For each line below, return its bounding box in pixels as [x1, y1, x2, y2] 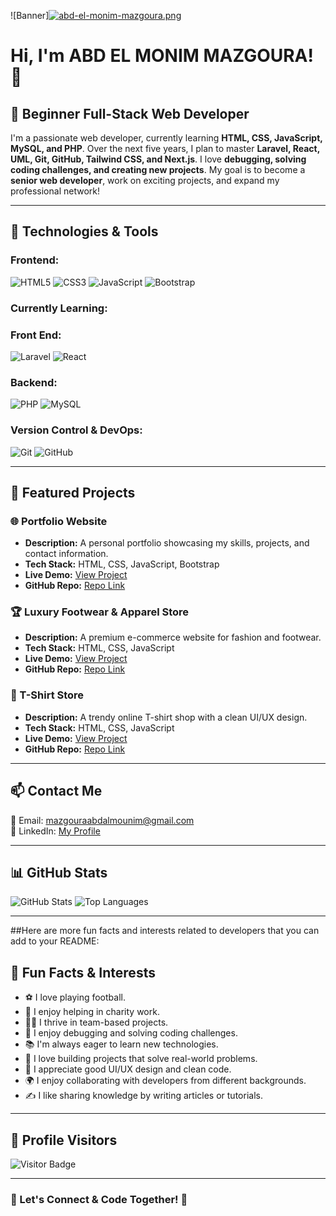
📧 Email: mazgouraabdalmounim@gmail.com [10, 814, 195, 826]
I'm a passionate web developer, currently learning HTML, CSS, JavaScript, [10, 132, 323, 144]
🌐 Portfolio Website [10, 514, 108, 528]
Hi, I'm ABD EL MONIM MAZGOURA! [10, 45, 314, 67]
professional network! [10, 185, 100, 197]
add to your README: [10, 935, 100, 947]
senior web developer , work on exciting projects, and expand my [10, 175, 280, 186]
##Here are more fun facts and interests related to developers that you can [10, 925, 320, 937]
